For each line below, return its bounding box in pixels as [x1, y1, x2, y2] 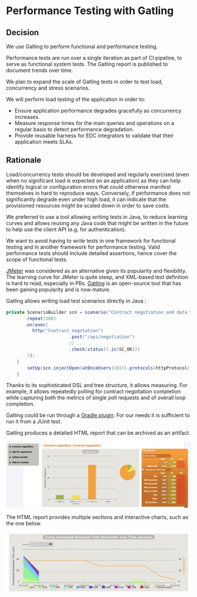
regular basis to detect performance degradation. [14, 126, 134, 133]
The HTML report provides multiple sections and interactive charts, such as [6, 513, 189, 520]
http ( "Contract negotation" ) [32, 328, 104, 334]
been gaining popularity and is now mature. [6, 286, 111, 293]
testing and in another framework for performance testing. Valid [6, 243, 160, 250]
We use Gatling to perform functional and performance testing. [6, 43, 158, 50]
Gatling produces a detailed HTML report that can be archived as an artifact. [6, 429, 191, 436]
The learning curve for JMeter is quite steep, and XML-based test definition [6, 273, 189, 280]
